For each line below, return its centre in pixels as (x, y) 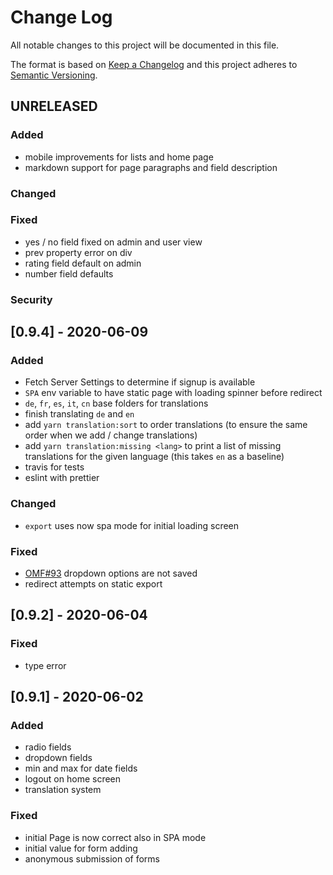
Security (31, 299)
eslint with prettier (62, 478)
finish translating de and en (79, 414)
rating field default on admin (83, 263)
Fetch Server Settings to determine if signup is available (140, 382)
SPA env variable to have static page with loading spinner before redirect (173, 393)
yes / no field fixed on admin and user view (113, 242)
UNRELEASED (54, 106)
